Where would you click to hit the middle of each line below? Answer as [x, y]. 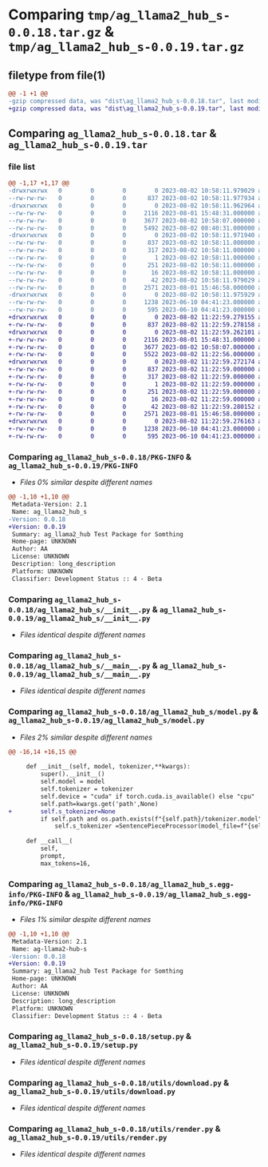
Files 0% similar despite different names [86, 483]
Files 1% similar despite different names [85, 919]
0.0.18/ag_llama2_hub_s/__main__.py [79, 666]
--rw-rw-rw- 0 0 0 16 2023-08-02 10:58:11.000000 [132, 273]
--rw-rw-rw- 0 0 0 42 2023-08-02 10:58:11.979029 [132, 280]
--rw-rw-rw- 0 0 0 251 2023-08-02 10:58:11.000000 [132, 265]
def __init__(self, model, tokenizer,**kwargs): [108, 767]
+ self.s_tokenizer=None [62, 811]
